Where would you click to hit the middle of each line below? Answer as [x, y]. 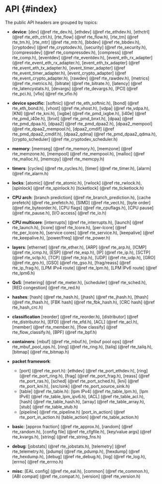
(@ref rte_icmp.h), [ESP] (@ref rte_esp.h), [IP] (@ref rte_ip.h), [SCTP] [81, 252]
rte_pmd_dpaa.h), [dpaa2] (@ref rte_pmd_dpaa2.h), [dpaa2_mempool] [82, 124]
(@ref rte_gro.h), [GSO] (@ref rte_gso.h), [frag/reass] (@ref [71, 263]
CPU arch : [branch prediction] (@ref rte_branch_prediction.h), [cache [81, 197]
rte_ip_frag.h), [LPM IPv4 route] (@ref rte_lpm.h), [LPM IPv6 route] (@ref [84, 267]
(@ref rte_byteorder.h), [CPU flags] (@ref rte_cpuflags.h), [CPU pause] [83, 208]
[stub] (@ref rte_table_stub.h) [49, 407]
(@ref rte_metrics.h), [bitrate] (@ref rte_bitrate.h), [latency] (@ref [77, 83]
